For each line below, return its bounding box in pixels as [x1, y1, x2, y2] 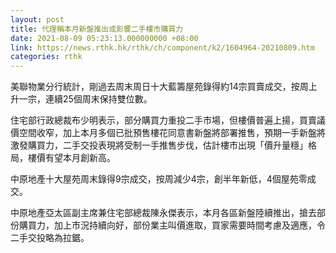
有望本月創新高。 [44, 152, 116, 164]
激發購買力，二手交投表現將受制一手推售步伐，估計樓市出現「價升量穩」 [10, 139, 308, 151]
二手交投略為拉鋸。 [10, 232, 90, 244]
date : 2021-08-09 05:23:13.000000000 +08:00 [10, 33, 199, 43]
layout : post [10, 14, 65, 25]
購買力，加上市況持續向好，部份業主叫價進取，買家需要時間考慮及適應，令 [18, 219, 326, 231]
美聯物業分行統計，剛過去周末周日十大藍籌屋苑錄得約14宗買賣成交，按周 [10, 81, 309, 93]
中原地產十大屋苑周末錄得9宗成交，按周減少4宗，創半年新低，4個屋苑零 [10, 173, 308, 185]
